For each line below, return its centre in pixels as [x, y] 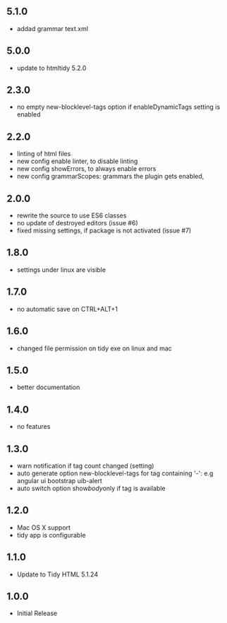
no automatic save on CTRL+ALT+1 [67, 309]
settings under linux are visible [61, 269]
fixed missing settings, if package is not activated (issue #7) [104, 231]
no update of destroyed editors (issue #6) [77, 223]
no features [33, 427]
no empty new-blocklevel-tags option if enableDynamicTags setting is [118, 107]
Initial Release [37, 613]
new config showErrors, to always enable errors [86, 169]
